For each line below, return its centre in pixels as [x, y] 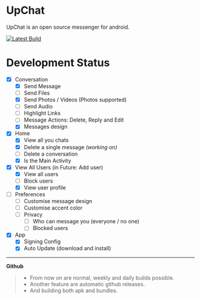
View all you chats [46, 140]
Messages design [45, 127]
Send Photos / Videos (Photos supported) [75, 100]
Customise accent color [53, 208]
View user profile [45, 187]
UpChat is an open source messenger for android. [68, 27]
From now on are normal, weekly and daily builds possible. [102, 278]
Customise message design [58, 201]
